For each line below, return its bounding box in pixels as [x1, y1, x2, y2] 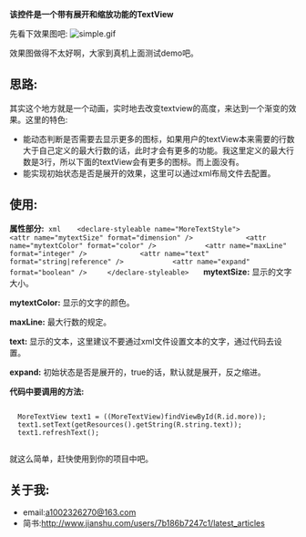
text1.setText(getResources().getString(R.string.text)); [17, 419, 243, 429]
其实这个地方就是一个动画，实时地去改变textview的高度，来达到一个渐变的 [9, 102, 289, 113]
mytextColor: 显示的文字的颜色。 [9, 296, 135, 308]
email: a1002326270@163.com [22, 507, 137, 518]
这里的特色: [25, 114, 68, 125]
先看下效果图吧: [9, 28, 68, 39]
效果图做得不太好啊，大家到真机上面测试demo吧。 [9, 47, 199, 58]
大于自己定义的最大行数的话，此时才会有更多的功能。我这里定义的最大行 [22, 145, 294, 156]
